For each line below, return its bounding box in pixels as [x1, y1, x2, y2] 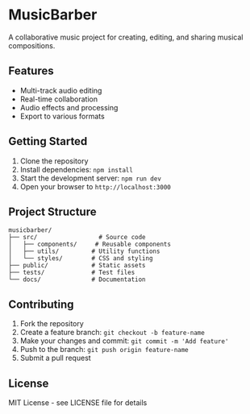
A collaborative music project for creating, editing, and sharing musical [8, 32, 244, 42]
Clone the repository [19, 155, 89, 166]
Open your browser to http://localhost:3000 [19, 181, 172, 191]
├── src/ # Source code [8, 234, 147, 242]
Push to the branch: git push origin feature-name [19, 345, 190, 354]
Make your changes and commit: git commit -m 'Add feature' [19, 336, 229, 346]
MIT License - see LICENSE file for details [8, 398, 148, 408]
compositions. [8, 40, 56, 50]
